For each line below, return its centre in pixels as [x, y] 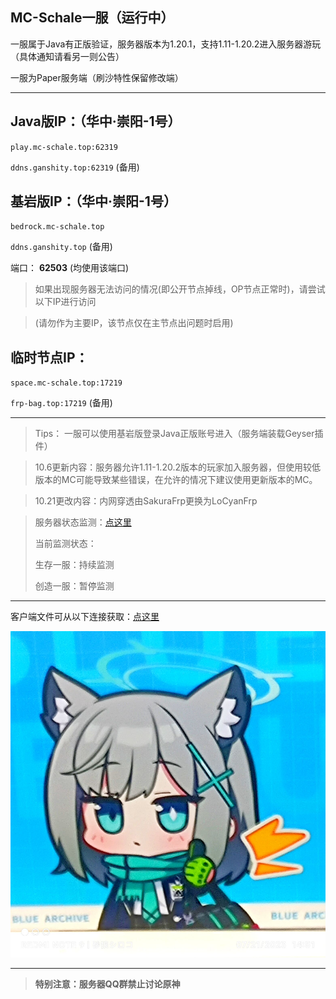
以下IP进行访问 [65, 302]
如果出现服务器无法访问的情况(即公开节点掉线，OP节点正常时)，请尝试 [180, 289]
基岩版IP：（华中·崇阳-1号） [93, 201]
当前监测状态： [65, 544]
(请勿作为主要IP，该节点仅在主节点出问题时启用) [134, 323]
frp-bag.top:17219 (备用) [61, 403]
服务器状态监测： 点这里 [83, 522]
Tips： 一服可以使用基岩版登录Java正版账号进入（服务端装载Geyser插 [179, 434]
